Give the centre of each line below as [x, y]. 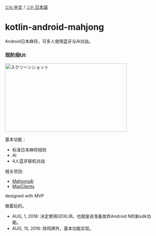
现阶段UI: [16, 55]
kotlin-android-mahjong [55, 27]
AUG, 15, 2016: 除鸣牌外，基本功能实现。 [53, 229]
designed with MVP [25, 196]
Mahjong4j [23, 181]
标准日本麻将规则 [29, 150]
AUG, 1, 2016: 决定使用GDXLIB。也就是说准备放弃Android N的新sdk [79, 216]
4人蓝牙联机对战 [28, 161]
